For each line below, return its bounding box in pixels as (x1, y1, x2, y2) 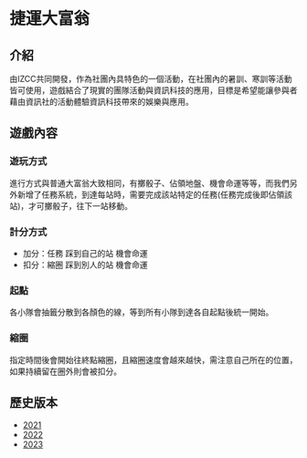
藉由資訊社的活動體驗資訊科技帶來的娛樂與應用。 (9, 97, 194, 107)
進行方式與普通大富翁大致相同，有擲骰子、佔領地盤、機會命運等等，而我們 (9, 177, 290, 188)
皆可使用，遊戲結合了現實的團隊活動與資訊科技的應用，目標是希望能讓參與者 (9, 85, 298, 96)
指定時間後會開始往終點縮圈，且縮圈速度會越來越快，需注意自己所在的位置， (9, 354, 298, 365)
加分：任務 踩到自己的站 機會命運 (22, 247, 148, 258)
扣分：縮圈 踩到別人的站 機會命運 (22, 259, 148, 270)
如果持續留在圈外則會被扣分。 (9, 366, 122, 377)
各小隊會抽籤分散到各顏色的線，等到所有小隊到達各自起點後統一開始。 (9, 307, 274, 317)
